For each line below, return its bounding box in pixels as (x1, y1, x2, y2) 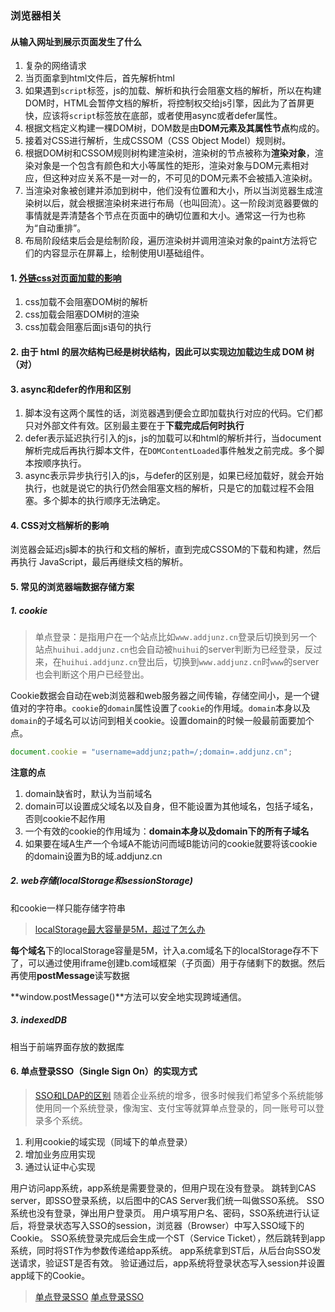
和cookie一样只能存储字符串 (10, 902, 127, 914)
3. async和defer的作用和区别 (10, 383, 132, 395)
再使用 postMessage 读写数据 (10, 969, 130, 981)
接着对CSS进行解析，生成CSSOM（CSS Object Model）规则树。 (24, 135, 292, 147)
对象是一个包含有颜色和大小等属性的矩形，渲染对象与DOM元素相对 (33, 160, 310, 172)
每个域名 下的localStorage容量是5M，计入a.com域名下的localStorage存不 (10, 944, 311, 956)
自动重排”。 (37, 222, 87, 234)
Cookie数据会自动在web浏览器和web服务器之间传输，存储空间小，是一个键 (10, 689, 320, 701)
